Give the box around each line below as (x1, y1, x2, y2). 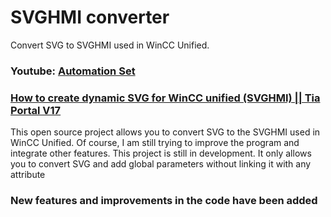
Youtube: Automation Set (10, 64, 136, 78)
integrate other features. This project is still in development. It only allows (10, 147, 312, 160)
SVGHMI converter (10, 6, 170, 29)
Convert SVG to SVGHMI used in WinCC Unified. (10, 39, 210, 51)
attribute (10, 169, 46, 181)
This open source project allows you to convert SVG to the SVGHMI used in (10, 126, 321, 138)
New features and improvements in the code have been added (10, 194, 318, 208)
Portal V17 (10, 103, 62, 117)
